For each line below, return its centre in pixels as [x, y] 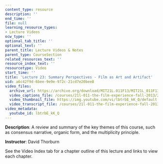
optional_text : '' [24, 46]
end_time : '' [18, 18]
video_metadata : [21, 109]
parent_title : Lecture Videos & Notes [44, 50]
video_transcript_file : [33, 104]
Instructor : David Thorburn [32, 142]
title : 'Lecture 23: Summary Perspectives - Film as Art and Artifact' [79, 77]
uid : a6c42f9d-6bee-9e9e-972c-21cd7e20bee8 [50, 82]
